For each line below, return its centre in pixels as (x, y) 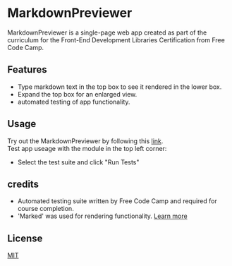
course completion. (45, 209)
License (25, 238)
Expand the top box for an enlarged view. (77, 94)
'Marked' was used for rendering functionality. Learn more (103, 216)
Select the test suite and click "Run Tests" (78, 162)
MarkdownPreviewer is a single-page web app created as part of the (107, 32)
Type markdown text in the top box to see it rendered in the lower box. (120, 87)
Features (27, 69)
